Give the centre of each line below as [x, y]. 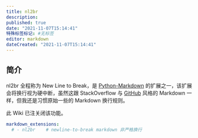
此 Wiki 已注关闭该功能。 [36, 113]
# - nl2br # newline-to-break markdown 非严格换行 [77, 130]
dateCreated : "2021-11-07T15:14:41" [51, 45]
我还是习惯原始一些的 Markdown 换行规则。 [75, 100]
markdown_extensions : [33, 124]
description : [22, 17]
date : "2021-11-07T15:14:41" [42, 28]
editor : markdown [27, 39]
